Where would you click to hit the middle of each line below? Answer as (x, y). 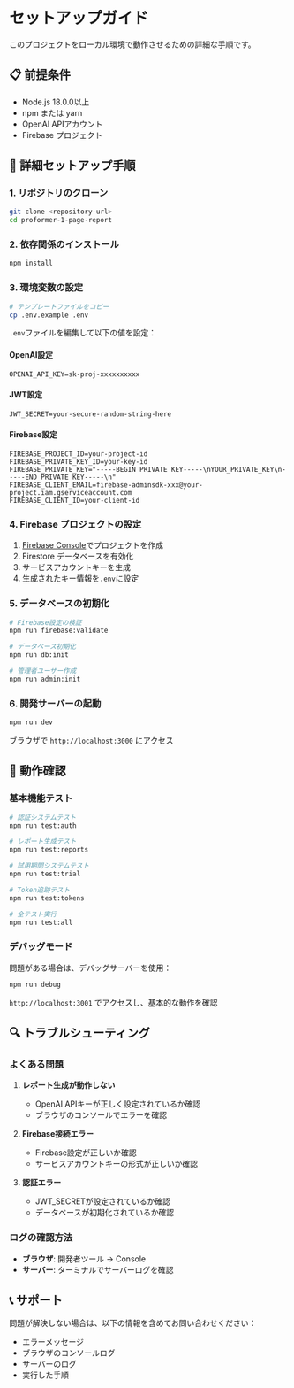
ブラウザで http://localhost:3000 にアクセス (91, 741)
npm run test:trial (45, 874)
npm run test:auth (43, 825)
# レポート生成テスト (43, 842)
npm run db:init (39, 655)
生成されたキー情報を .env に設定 (80, 578)
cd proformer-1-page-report (61, 220)
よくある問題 (37, 1064)
